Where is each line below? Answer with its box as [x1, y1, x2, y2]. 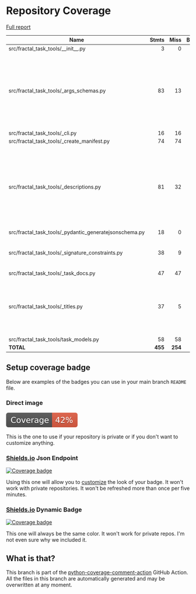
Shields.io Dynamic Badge [6, 506, 82, 514]
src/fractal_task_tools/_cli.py [8, 130, 77, 137]
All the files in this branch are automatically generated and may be [6, 575, 165, 582]
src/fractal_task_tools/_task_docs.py [8, 270, 96, 277]
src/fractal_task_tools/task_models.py [8, 335, 99, 343]
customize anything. [6, 439, 55, 446]
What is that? [6, 553, 55, 563]
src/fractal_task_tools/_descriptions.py [8, 183, 101, 190]
